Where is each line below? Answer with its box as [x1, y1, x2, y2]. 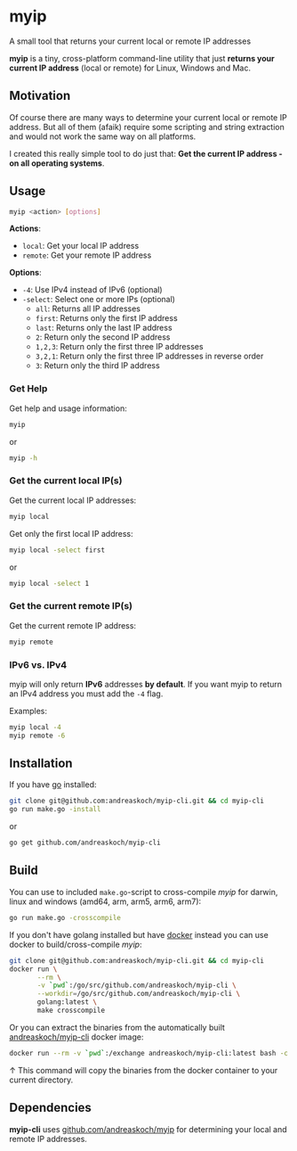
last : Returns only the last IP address [35, 323, 173, 333]
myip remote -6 [9, 731, 66, 740]
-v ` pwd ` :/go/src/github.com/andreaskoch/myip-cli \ [36, 981, 237, 991]
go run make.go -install [9, 805, 101, 814]
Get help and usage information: [9, 403, 127, 414]
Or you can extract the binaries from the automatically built [9, 1022, 225, 1032]
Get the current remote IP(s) [9, 600, 133, 612]
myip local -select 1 [9, 579, 90, 588]
